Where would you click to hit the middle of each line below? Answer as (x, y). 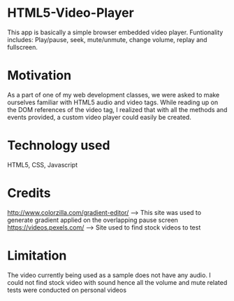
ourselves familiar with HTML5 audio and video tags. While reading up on (113, 102)
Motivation (39, 76)
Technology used (59, 146)
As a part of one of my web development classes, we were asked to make (114, 94)
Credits (29, 193)
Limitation (37, 255)
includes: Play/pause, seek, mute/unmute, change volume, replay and (107, 39)
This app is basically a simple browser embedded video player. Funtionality (115, 32)
